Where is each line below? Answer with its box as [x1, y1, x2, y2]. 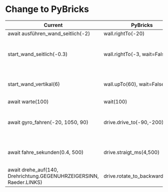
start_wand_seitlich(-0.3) [7, 50, 68, 57]
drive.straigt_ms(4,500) [103, 148, 160, 155]
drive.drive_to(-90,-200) [103, 118, 164, 125]
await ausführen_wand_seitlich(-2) [7, 30, 90, 37]
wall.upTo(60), [103, 80, 138, 87]
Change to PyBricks [5, 3, 89, 15]
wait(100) [103, 98, 127, 105]
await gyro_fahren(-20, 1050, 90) [7, 118, 88, 125]
